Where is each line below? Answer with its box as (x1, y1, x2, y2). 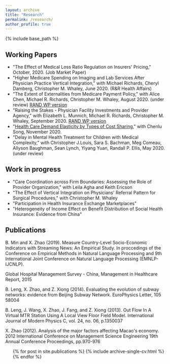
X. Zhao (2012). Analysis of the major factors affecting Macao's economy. (5, 327, 159, 333)
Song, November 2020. (12, 129, 62, 135)
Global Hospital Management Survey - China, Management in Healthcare (5, 271, 158, 277)
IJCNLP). (5, 261, 24, 267)
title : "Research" (5, 12, 44, 17)
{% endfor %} (12, 353, 42, 359)
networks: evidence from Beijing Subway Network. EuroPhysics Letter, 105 (5, 291, 161, 298)
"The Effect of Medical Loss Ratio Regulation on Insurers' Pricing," (12, 64, 151, 70)
